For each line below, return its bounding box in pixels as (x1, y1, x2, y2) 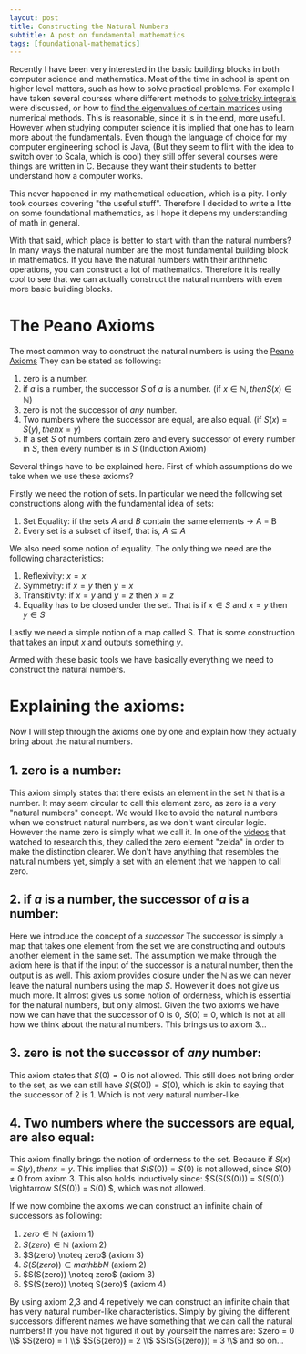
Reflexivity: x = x (22, 571, 87, 582)
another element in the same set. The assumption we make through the (9, 950, 277, 960)
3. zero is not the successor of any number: (9, 1045, 262, 1061)
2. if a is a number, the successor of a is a (9, 892, 250, 908)
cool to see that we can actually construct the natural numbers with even (9, 274, 283, 285)
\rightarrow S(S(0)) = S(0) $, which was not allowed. (9, 1183, 207, 1194)
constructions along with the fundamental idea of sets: (9, 499, 214, 509)
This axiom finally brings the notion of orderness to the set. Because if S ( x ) (9, 1154, 291, 1165)
